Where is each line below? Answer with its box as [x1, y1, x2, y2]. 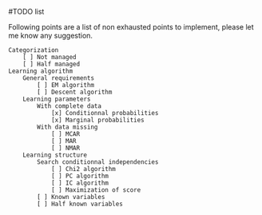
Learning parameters [22, 95, 91, 103]
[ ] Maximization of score [50, 186, 141, 194]
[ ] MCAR [50, 130, 81, 138]
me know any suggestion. [8, 31, 93, 40]
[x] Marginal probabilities [50, 116, 145, 124]
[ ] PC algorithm [50, 172, 109, 180]
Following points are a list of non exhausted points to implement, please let [8, 22, 254, 31]
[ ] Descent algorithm [37, 88, 113, 96]
